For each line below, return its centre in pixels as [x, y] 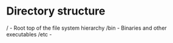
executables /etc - [29, 34]
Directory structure [56, 11]
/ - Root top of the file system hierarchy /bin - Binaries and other [86, 28]
